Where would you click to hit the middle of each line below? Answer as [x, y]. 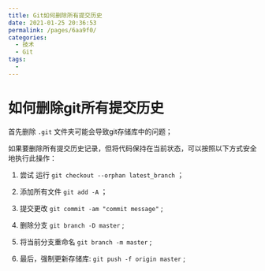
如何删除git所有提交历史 [86, 108]
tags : [17, 60]
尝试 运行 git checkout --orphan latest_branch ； [102, 175]
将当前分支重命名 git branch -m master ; [86, 242]
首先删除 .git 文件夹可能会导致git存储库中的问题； [91, 132]
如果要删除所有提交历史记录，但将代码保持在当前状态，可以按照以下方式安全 [132, 148]
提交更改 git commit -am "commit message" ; [91, 208]
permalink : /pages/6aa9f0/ [52, 30]
